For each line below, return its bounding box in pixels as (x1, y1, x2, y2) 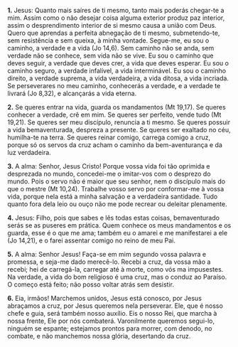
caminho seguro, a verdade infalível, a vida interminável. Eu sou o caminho (7, 67, 226, 75)
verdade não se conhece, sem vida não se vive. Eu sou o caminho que (7, 51, 214, 60)
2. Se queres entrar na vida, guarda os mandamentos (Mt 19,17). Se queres (7, 103, 226, 111)
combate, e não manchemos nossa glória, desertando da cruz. (7, 332, 191, 340)
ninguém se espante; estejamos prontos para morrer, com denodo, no (7, 324, 212, 333)
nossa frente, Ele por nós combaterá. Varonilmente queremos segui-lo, (7, 316, 215, 325)
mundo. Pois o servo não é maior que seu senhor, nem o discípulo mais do (7, 177, 226, 186)
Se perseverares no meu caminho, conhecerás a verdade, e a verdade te (7, 82, 221, 90)
